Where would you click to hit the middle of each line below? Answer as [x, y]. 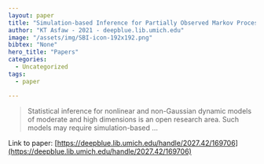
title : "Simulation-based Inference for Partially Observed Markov [121, 23]
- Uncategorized [42, 67]
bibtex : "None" [33, 45]
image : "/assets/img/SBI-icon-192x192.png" [81, 37]
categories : [27, 60]
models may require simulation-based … [93, 128]
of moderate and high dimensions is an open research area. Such [133, 119]
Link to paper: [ [33, 143]
